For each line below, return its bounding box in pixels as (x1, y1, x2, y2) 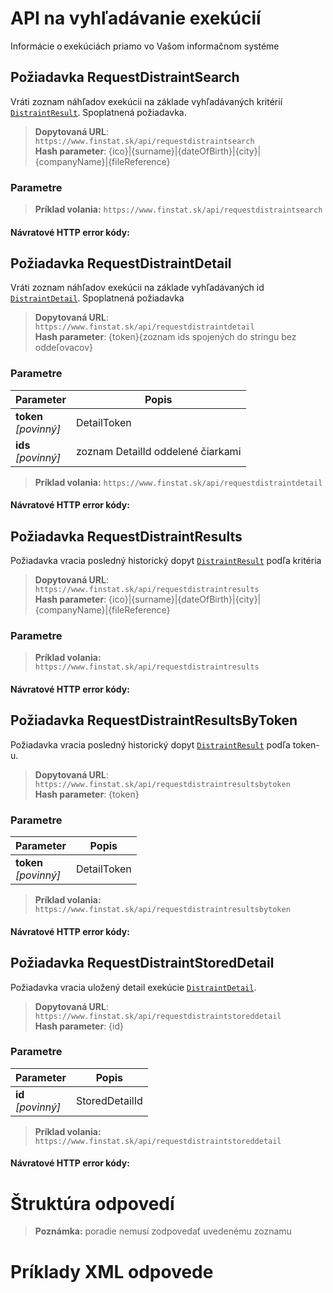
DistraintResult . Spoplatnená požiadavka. (10, 106, 187, 118)
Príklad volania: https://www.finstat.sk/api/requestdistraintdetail (34, 476, 323, 488)
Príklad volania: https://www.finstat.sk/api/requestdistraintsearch (34, 203, 323, 216)
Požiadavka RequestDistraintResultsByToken (10, 712, 298, 729)
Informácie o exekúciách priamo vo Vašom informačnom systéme (10, 40, 280, 52)
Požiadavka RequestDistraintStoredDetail (10, 955, 275, 972)
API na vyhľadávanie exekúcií (10, 7, 262, 30)
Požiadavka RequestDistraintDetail (10, 255, 232, 272)
